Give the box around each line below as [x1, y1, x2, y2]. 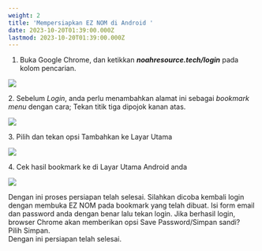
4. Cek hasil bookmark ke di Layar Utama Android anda [8, 163, 188, 172]
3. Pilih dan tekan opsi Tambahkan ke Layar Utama [8, 132, 173, 142]
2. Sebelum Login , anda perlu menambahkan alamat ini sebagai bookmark [8, 94, 250, 103]
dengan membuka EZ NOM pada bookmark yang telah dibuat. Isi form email [8, 200, 255, 210]
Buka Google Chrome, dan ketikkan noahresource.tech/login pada [19, 55, 239, 65]
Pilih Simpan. [8, 226, 51, 235]
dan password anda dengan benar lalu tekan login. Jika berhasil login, [8, 209, 236, 219]
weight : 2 [8, 11, 41, 20]
